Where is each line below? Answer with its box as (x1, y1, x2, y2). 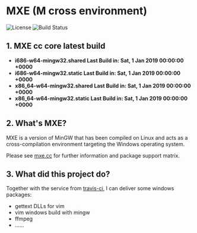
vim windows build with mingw (14, 209, 90, 216)
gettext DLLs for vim (14, 203, 65, 210)
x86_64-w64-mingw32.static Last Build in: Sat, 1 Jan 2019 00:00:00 (14, 95, 188, 102)
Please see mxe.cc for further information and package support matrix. (6, 152, 180, 159)
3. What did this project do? (6, 169, 110, 179)
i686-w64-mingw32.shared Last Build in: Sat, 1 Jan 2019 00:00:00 (14, 56, 184, 64)
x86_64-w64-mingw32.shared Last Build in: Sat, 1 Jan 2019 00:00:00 (14, 82, 191, 89)
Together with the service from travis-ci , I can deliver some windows (6, 185, 174, 192)
